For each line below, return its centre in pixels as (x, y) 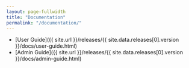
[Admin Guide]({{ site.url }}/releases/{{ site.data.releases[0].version (99, 52)
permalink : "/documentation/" (44, 23)
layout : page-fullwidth (36, 12)
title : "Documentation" (36, 17)
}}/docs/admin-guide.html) (48, 59)
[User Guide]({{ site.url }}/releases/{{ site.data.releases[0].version (97, 40)
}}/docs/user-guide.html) (46, 46)
